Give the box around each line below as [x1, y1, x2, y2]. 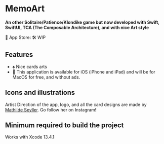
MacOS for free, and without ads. [12, 74, 81, 80]
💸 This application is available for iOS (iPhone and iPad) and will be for [12, 69, 156, 74]
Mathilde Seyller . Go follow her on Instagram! [5, 107, 97, 112]
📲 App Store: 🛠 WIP [5, 34, 46, 40]
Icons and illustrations [5, 88, 75, 97]
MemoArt [5, 3, 45, 14]
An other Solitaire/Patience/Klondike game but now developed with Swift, [5, 19, 160, 25]
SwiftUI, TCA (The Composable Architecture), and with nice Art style [5, 24, 149, 30]
